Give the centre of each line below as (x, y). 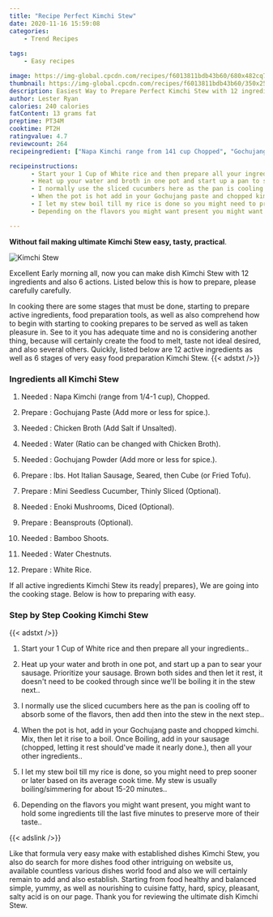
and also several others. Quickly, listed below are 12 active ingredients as (131, 349)
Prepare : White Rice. (56, 569)
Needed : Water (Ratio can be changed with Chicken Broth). (121, 443)
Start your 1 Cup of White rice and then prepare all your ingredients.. (135, 649)
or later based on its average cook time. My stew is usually (119, 781)
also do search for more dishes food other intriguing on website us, (122, 863)
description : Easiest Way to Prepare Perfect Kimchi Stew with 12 (124, 91)
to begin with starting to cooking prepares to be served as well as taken (129, 323)
